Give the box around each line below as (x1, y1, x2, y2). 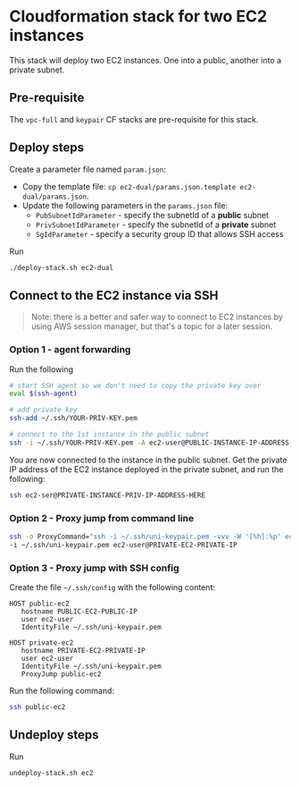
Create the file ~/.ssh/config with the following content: (9, 582, 216, 593)
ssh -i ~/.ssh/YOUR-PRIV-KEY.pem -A (9, 438, 146, 447)
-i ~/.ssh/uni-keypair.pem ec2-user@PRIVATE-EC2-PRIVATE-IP (9, 540, 238, 549)
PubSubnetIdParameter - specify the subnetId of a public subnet (35, 209, 270, 220)
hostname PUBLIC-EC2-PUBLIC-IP (21, 607, 138, 616)
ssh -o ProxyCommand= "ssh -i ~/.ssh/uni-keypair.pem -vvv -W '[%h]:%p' (9, 532, 281, 541)
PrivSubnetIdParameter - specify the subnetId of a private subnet (35, 219, 277, 230)
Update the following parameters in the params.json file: (21, 199, 229, 211)
